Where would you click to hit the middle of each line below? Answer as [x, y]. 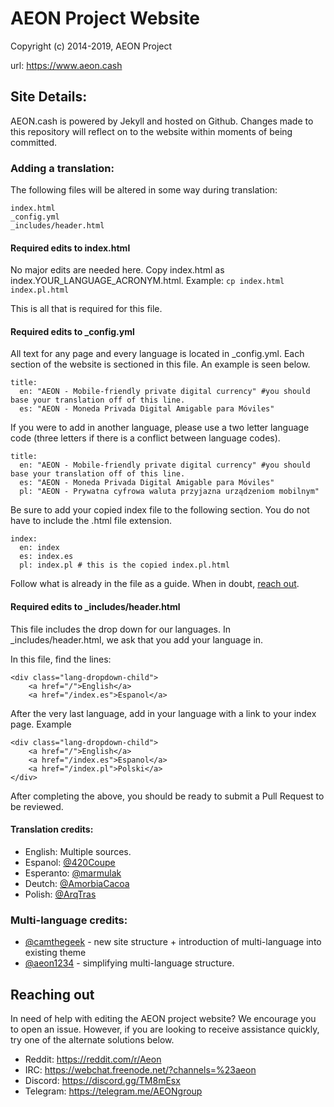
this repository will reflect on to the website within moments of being [151, 131]
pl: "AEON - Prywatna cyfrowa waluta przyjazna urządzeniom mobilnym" [169, 492]
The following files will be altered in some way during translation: [144, 190]
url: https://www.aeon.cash [66, 65]
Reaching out [52, 994]
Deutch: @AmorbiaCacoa [77, 883]
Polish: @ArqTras [60, 894]
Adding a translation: [62, 168]
